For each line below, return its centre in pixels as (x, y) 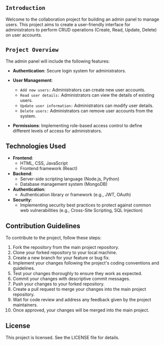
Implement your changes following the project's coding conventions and (86, 263)
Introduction (26, 8)
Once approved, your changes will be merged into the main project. (81, 310)
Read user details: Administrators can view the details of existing (87, 95)
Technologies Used (36, 146)
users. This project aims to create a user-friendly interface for (68, 24)
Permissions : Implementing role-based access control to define (77, 125)
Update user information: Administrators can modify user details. (87, 105)
